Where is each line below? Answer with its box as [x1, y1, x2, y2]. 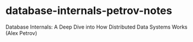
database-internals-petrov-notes [5, 4, 172, 17]
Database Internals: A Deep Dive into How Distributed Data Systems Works [5, 23, 188, 30]
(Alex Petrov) [5, 29, 38, 36]
